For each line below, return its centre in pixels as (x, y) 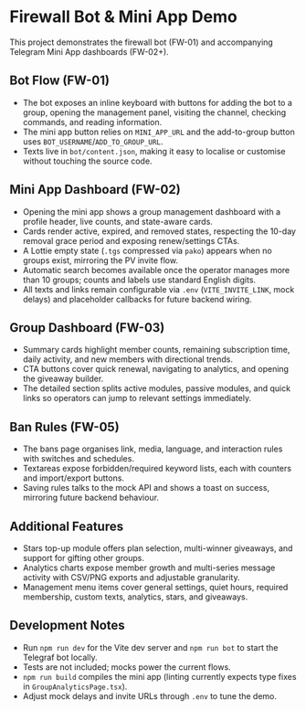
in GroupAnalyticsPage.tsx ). (75, 686)
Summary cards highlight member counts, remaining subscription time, (156, 350)
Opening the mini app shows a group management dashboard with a (152, 211)
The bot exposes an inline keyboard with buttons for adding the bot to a (157, 102)
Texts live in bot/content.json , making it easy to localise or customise (154, 151)
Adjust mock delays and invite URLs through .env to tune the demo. (149, 695)
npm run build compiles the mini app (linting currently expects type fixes (159, 676)
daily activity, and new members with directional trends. (127, 359)
